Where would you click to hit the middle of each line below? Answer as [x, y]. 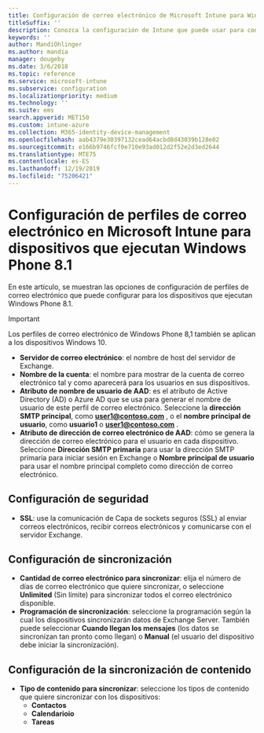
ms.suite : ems [31, 111]
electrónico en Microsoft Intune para [130, 232]
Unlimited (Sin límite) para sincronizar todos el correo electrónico [126, 595]
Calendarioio [53, 714]
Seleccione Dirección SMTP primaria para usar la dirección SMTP [127, 449]
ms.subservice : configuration [58, 88]
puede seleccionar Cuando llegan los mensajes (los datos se [119, 629]
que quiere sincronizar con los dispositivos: [90, 697]
